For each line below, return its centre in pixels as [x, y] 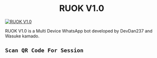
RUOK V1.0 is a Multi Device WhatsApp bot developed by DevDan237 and [79, 31]
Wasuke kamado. [22, 36]
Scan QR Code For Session [44, 51]
